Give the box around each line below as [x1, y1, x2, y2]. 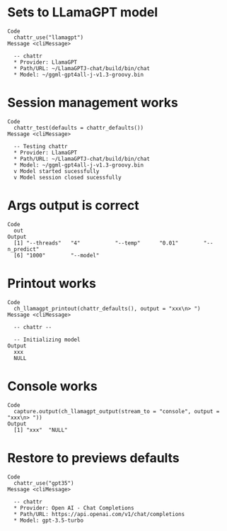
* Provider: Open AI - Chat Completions [13, 504, 134, 511]
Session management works [7, 95, 178, 111]
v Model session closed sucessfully [13, 174, 122, 181]
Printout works [7, 276, 97, 291]
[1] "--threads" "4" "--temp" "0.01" [13, 239, 179, 247]
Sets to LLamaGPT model [7, 4, 158, 21]
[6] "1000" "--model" [13, 252, 100, 259]
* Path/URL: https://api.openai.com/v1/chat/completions [13, 510, 185, 518]
